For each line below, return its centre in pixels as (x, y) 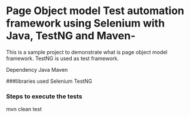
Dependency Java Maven (37, 69)
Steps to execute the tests (44, 96)
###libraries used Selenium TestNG (49, 81)
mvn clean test (24, 109)
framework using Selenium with (86, 23)
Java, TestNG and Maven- (71, 36)
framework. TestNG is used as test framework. (63, 58)
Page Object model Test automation (95, 11)
